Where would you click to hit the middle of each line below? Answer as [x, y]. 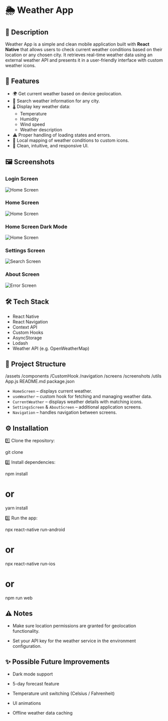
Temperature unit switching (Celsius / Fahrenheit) [63, 693]
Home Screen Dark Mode [36, 227]
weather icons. [21, 65]
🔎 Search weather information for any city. [56, 101]
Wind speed [32, 124]
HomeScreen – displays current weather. [52, 391]
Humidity [29, 119]
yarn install [17, 508]
